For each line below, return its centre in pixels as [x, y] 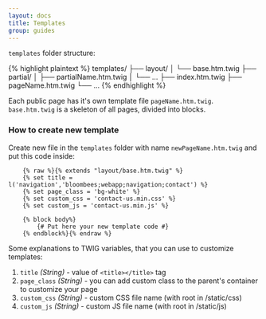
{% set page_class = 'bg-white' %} [82, 191]
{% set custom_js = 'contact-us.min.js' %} [96, 205]
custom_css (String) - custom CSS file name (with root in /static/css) [131, 297]
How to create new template [64, 130]
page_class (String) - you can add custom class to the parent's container [139, 281]
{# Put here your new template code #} [103, 226]
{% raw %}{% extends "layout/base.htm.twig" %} [103, 171]
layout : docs [30, 16]
